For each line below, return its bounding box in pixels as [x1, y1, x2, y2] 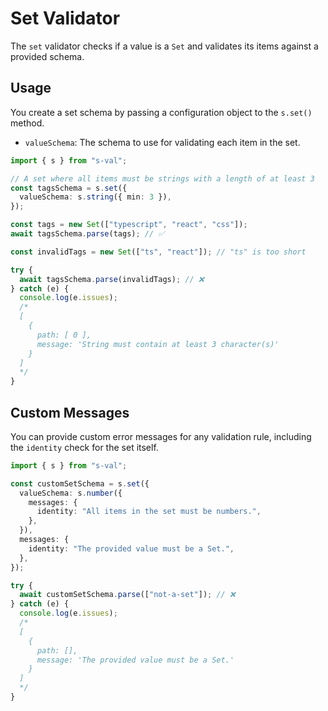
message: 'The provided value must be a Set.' [36, 655, 235, 665]
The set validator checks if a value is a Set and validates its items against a [10, 40, 319, 52]
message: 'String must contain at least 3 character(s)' [36, 339, 280, 349]
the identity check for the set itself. [10, 441, 159, 453]
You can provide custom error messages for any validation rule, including [10, 430, 312, 442]
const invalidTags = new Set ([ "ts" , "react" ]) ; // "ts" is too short [10, 247, 307, 257]
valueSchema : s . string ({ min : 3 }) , [19, 192, 172, 202]
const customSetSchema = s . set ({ [10, 478, 150, 489]
